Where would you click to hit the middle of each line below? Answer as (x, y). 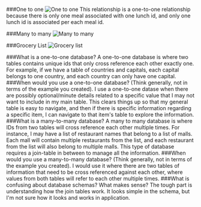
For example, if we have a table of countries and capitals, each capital (93, 70)
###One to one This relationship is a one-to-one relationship (98, 9)
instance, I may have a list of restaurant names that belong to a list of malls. (99, 134)
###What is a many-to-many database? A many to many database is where (100, 121)
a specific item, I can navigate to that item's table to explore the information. (100, 115)
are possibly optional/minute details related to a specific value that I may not (100, 95)
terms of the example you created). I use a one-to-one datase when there (97, 89)
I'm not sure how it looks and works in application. (68, 198)
